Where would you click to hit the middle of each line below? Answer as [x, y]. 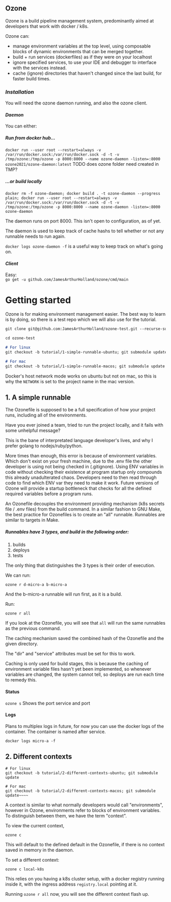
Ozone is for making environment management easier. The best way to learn [85, 314]
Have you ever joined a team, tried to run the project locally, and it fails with [84, 425]
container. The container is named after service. [55, 732]
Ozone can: [17, 36]
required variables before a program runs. [49, 494]
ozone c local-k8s [25, 869]
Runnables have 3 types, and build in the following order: [67, 532]
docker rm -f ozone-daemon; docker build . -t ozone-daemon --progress [83, 194]
